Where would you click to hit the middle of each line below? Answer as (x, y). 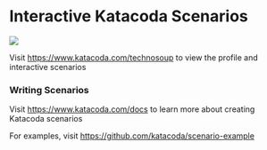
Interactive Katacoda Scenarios (129, 16)
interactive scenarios (48, 67)
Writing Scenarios (49, 90)
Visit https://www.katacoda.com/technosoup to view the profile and (134, 57)
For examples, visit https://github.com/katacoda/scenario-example (132, 136)
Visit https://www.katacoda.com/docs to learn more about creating (132, 109)
